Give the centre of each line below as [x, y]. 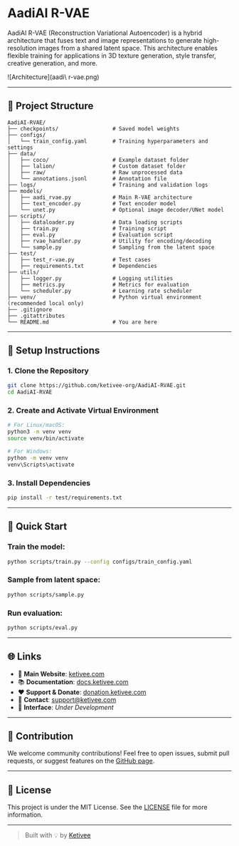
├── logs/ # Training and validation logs [108, 185]
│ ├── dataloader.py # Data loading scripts [95, 222]
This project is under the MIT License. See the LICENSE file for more [107, 808]
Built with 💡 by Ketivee [58, 835]
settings [20, 148]
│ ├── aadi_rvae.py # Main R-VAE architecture [100, 197]
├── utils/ [23, 272]
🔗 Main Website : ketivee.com [61, 674]
